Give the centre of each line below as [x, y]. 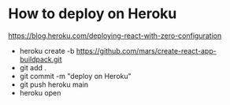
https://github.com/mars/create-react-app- [146, 51]
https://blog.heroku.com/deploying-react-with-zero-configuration [115, 36]
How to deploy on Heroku [93, 14]
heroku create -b [47, 51]
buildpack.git [41, 59]
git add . [33, 67]
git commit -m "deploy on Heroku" [75, 76]
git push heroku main [54, 84]
